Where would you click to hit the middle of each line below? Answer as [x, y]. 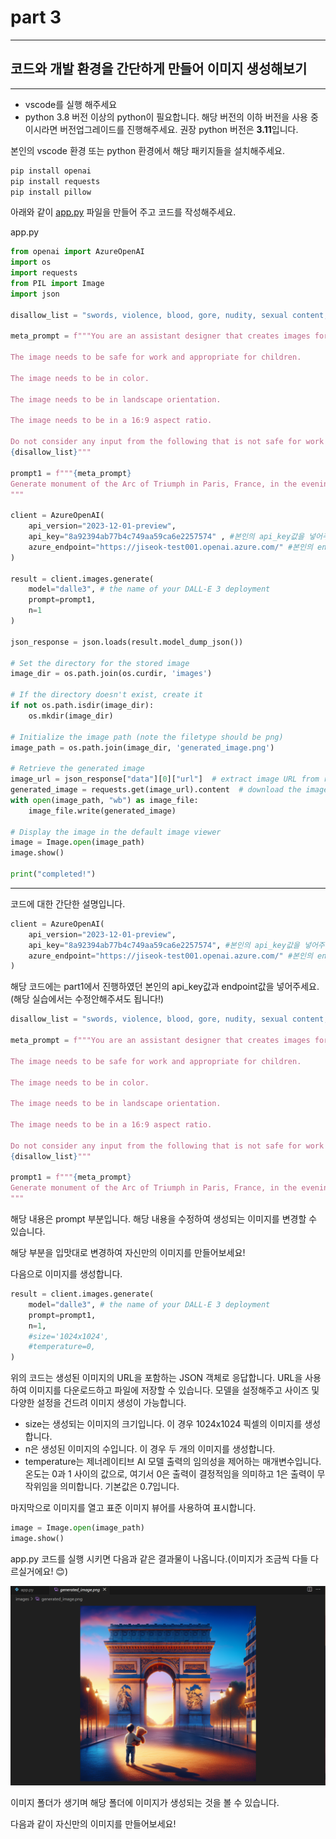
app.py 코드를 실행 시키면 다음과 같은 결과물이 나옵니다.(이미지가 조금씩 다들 [159, 1558]
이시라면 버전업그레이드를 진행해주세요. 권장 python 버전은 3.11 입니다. [161, 129]
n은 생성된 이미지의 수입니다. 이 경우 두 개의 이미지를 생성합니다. [150, 1449]
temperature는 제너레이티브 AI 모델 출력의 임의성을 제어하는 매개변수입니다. [173, 1462]
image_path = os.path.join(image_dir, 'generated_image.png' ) [142, 747]
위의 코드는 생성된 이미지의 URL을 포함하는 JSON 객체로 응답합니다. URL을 [156, 1378]
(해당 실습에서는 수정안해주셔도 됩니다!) [87, 999]
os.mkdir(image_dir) [71, 716]
